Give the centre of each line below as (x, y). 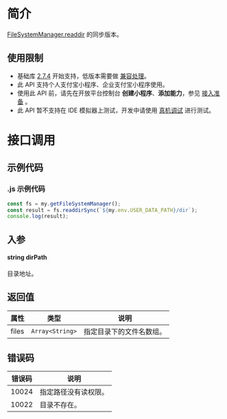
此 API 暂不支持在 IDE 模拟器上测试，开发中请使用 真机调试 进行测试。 (116, 110)
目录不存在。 (60, 405)
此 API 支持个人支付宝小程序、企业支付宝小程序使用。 (93, 84)
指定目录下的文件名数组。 (125, 331)
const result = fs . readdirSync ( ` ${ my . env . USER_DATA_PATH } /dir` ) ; (103, 210)
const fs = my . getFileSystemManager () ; (64, 204)
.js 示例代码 (26, 189)
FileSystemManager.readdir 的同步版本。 (65, 34)
